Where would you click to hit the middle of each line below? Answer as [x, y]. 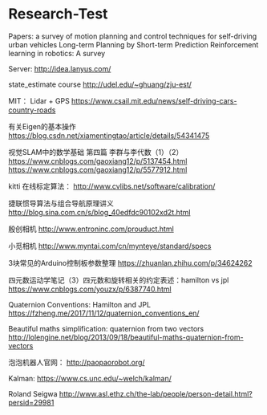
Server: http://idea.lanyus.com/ [60, 68]
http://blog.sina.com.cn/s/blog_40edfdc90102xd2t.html [99, 212]
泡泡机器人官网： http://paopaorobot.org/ [77, 362]
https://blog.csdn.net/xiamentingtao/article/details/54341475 [109, 135]
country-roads [32, 110]
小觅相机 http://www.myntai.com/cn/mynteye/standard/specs [110, 246]
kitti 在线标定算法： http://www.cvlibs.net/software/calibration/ [112, 186]
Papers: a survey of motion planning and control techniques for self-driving [133, 36]
